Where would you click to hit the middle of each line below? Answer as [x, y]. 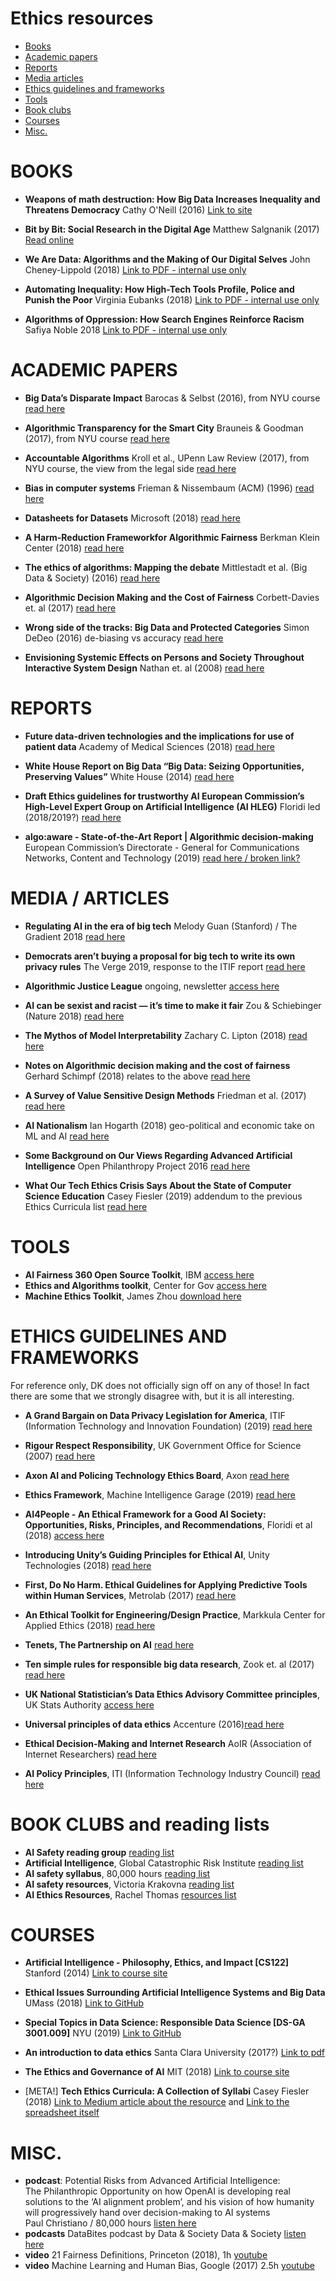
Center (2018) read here [74, 548]
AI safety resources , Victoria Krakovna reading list [129, 1884]
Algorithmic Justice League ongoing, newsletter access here [152, 986]
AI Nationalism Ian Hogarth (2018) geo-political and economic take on [169, 1125]
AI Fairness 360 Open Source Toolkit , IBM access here [139, 1274]
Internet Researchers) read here [90, 1754]
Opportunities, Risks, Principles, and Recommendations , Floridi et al [168, 1524]
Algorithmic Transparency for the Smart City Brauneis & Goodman [164, 428]
